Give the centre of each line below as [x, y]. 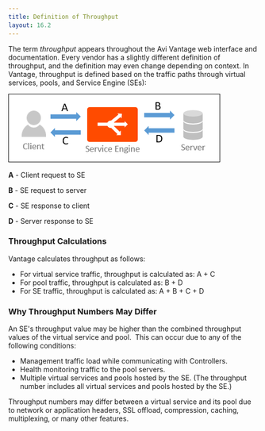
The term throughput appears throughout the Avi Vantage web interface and [133, 48]
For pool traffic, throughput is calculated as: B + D [101, 283]
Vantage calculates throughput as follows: [77, 259]
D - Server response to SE [51, 221]
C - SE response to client [49, 206]
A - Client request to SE [47, 175]
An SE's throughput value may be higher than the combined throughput [125, 329]
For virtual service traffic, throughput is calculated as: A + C [117, 274]
